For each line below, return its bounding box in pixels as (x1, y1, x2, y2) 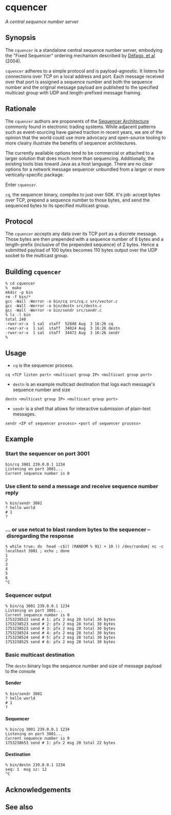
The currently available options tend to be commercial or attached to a (5, 150, 154, 156)
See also (5, 803, 33, 811)
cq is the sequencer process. (12, 362, 74, 368)
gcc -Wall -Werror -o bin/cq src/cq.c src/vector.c (5, 299, 118, 304)
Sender (5, 680, 22, 686)
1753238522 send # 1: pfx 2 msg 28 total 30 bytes (5, 617, 116, 622)
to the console (5, 668, 36, 674)
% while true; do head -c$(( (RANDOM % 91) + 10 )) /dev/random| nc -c (5, 544, 164, 549)
